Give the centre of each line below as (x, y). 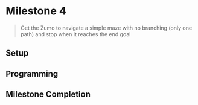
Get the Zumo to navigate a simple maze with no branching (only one (106, 28)
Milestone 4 (36, 11)
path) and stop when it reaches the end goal (75, 34)
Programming (32, 74)
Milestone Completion (48, 94)
